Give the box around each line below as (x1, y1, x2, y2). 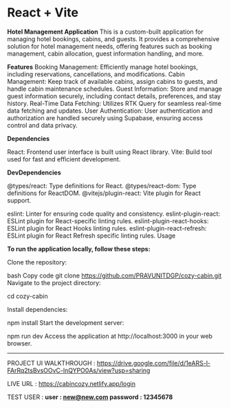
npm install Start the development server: (7, 318, 124, 327)
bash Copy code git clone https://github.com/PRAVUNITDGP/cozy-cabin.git (7, 271, 222, 280)
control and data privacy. (7, 121, 78, 129)
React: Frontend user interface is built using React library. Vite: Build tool (7, 148, 212, 156)
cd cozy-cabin (7, 292, 48, 300)
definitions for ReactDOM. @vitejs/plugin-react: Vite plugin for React (7, 189, 201, 197)
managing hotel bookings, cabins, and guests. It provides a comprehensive (7, 34, 220, 43)
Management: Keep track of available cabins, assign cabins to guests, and (7, 77, 218, 85)
